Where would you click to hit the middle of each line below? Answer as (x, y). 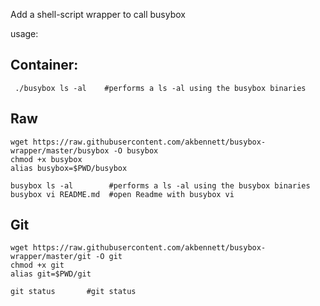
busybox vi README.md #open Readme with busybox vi (122, 194)
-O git (109, 257)
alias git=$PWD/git (51, 274)
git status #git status (73, 292)
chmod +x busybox (46, 159)
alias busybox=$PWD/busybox (69, 168)
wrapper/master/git (51, 257)
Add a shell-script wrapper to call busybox (98, 14)
